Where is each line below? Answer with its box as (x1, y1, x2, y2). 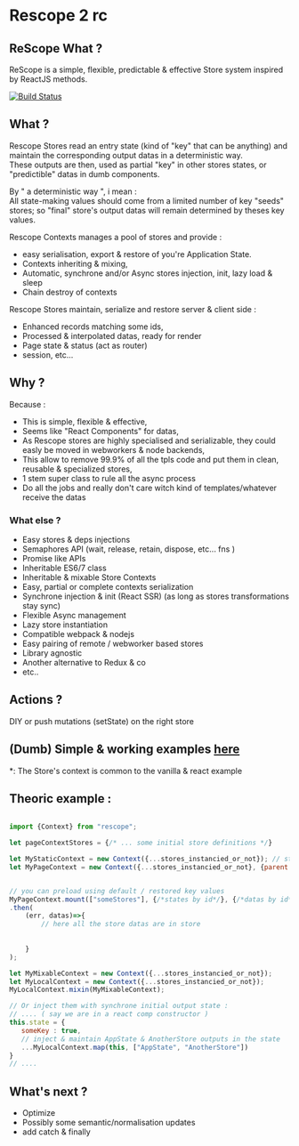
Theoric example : (9, 791, 112, 806)
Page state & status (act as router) (21, 340, 149, 351)
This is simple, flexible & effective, (21, 416, 148, 427)
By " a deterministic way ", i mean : (9, 186, 137, 197)
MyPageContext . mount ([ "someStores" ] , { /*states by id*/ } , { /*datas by (9, 895, 277, 904)
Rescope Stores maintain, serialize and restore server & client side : (9, 303, 256, 314)
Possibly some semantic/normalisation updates (21, 1118, 196, 1128)
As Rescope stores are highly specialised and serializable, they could (21, 435, 276, 446)
